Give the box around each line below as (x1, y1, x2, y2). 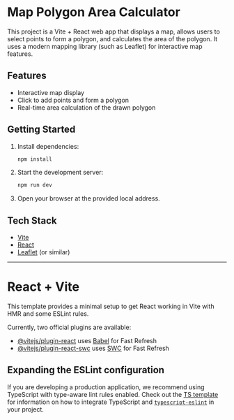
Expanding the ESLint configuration (7, 364, 165, 376)
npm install (17, 155, 52, 163)
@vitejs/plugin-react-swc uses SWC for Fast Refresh (17, 344, 169, 353)
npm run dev (17, 182, 52, 189)
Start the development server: (17, 168, 104, 177)
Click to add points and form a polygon (17, 96, 130, 104)
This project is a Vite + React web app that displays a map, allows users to (7, 27, 221, 36)
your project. (7, 405, 44, 413)
